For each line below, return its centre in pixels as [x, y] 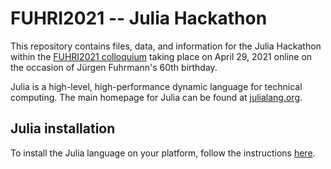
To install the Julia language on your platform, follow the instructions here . [163, 153]
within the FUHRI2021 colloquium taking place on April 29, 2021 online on [161, 56]
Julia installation [63, 128]
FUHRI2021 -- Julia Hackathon [139, 18]
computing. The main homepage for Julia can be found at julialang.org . [156, 97]
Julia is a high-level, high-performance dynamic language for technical [156, 86]
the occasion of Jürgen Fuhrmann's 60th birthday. [114, 67]
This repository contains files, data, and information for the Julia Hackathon [166, 46]
